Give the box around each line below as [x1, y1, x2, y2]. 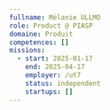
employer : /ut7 [25, 71, 82, 80]
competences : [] [9, 37, 69, 47]
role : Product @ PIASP [9, 21, 93, 30]
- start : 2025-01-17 [17, 54, 93, 63]
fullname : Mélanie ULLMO [9, 12, 101, 22]
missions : [9, 46, 46, 55]
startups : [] [25, 87, 74, 96]
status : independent [25, 79, 101, 88]
